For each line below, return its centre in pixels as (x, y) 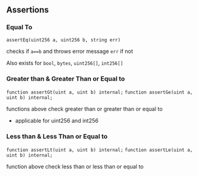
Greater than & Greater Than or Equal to (66, 78)
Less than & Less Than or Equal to (57, 136)
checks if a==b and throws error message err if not (70, 51)
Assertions (28, 10)
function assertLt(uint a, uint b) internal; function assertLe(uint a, (100, 150)
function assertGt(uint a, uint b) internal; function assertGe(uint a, (100, 92)
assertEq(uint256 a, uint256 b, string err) (63, 40)
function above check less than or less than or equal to (75, 167)
